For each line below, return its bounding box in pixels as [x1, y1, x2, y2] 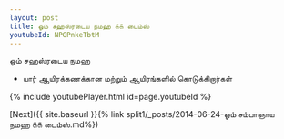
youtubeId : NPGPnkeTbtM [9, 30, 100, 39]
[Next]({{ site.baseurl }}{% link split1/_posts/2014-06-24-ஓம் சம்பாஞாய [9, 109, 275, 120]
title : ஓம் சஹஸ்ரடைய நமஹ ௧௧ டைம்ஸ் [9, 22, 150, 31]
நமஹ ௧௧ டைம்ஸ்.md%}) [9, 119, 99, 130]
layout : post [9, 13, 59, 23]
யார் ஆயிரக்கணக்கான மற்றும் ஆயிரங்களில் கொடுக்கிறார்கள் [22, 74, 233, 84]
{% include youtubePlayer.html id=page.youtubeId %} [9, 92, 212, 103]
